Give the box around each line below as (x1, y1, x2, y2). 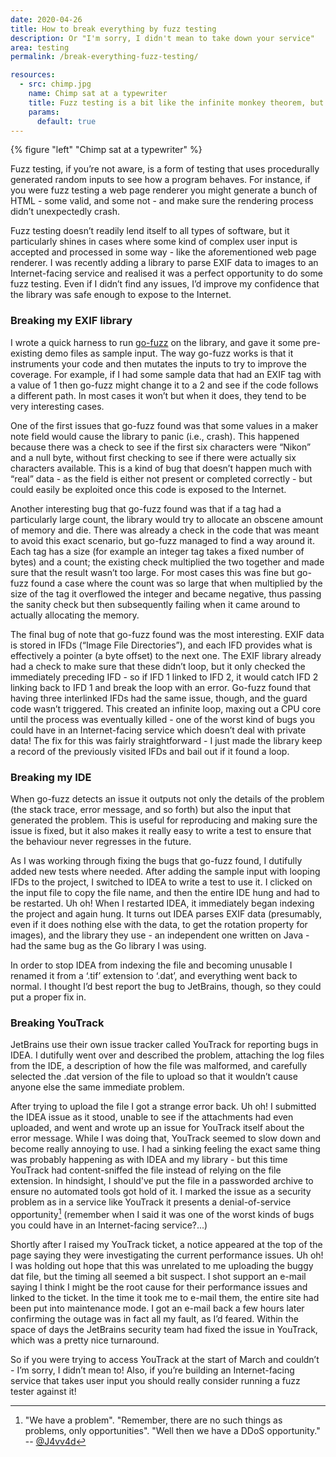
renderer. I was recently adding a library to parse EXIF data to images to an (10, 257, 319, 269)
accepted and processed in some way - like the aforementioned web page (10, 246, 317, 258)
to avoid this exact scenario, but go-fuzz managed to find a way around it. (10, 534, 315, 546)
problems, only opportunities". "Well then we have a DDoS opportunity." (24, 1424, 321, 1436)
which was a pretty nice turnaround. (10, 1334, 160, 1346)
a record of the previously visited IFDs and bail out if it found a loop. (10, 745, 290, 757)
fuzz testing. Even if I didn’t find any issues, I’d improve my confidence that (10, 278, 320, 290)
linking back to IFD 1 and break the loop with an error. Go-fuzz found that (10, 681, 312, 693)
